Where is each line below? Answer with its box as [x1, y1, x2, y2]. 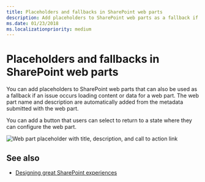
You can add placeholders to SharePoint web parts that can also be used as [6, 86, 198, 93]
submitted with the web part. [6, 105, 79, 112]
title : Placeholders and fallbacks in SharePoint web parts [6, 9, 163, 15]
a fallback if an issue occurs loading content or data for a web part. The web [6, 92, 199, 100]
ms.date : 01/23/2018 [6, 20, 59, 26]
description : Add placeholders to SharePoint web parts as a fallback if [6, 15, 199, 21]
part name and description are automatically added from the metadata [6, 98, 184, 106]
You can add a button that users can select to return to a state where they [6, 117, 193, 124]
